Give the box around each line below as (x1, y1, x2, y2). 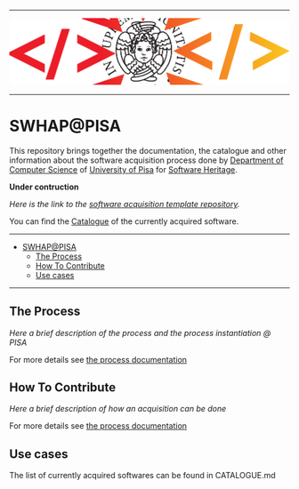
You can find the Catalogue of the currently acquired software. (9, 215, 239, 227)
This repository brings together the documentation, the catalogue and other (9, 145, 287, 156)
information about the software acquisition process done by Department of (9, 155, 284, 165)
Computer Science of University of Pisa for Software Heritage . (9, 164, 238, 174)
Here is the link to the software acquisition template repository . (9, 198, 240, 209)
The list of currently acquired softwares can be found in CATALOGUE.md (9, 470, 276, 481)
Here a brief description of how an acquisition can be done (9, 404, 227, 414)
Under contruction (9, 181, 79, 192)
